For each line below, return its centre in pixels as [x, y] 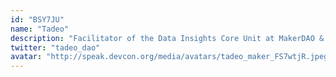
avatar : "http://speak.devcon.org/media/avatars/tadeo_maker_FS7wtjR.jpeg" [171, 57]
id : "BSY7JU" [37, 19]
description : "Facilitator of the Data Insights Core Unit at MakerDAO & [167, 38]
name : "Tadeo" [40, 29]
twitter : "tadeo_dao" [55, 47]
